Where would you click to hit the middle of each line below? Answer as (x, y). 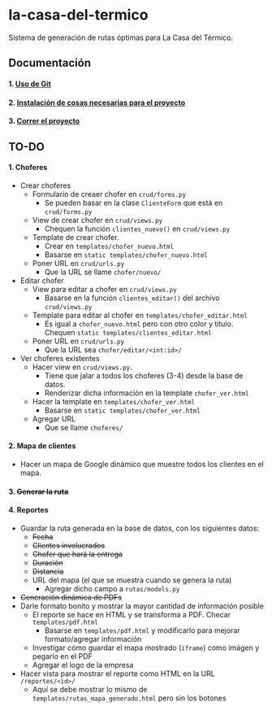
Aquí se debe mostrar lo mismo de (90, 689)
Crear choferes (45, 185)
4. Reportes (28, 510)
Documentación (50, 63)
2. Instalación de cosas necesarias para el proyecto (97, 103)
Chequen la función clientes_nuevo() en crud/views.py (137, 229)
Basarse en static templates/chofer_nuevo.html (126, 255)
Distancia (48, 571)
